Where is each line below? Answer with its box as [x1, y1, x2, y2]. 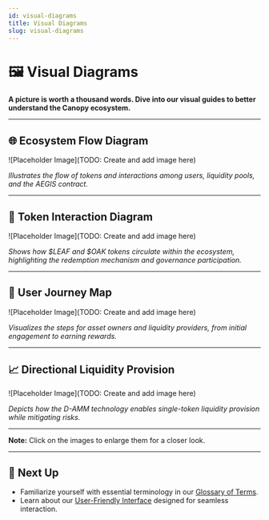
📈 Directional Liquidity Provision [8, 363, 175, 377]
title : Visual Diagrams [8, 19, 88, 27]
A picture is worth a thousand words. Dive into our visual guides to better [8, 95, 256, 104]
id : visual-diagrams [8, 11, 78, 20]
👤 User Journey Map [8, 286, 112, 300]
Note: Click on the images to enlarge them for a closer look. [8, 435, 206, 445]
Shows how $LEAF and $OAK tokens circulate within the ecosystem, [8, 246, 235, 256]
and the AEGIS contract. [8, 179, 88, 189]
